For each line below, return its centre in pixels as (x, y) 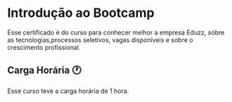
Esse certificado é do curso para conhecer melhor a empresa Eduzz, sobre (116, 32)
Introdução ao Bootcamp (81, 13)
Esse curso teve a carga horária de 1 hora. (68, 91)
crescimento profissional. (44, 47)
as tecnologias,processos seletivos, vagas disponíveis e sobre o (100, 39)
